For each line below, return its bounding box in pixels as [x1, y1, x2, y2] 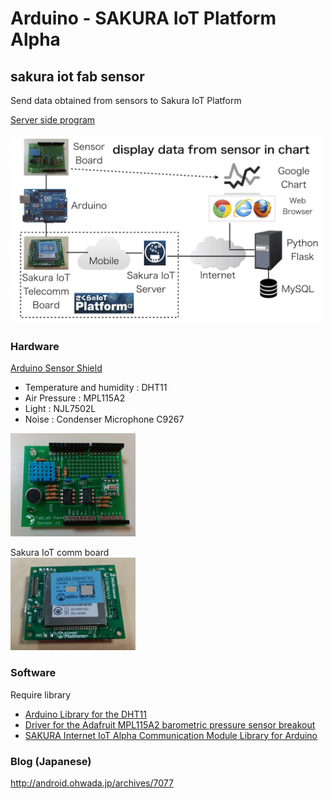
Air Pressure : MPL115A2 [24, 392, 126, 404]
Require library [10, 688, 72, 701]
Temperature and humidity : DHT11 [24, 382, 168, 393]
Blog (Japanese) [10, 754, 92, 768]
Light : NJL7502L [24, 403, 97, 414]
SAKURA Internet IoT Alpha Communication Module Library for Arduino [24, 729, 318, 741]
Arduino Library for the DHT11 [24, 708, 147, 720]
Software [10, 666, 57, 680]
